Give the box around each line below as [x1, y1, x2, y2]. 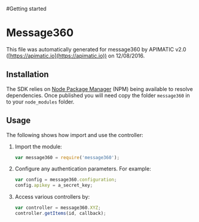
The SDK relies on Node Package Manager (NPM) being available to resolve [6, 85, 193, 92]
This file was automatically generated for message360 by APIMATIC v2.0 [6, 45, 186, 53]
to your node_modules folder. [6, 98, 75, 105]
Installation [6, 69, 49, 80]
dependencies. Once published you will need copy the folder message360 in [6, 92, 190, 99]
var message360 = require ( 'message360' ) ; [14, 154, 120, 160]
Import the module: [14, 143, 62, 150]
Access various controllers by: [14, 193, 90, 200]
